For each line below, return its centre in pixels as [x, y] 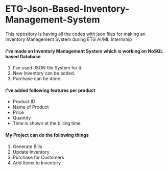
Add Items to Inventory [37, 163]
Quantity [22, 118]
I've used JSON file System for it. [47, 68]
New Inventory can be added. [44, 73]
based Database [23, 56]
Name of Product [31, 107]
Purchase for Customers [38, 157]
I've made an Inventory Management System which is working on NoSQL [84, 51]
